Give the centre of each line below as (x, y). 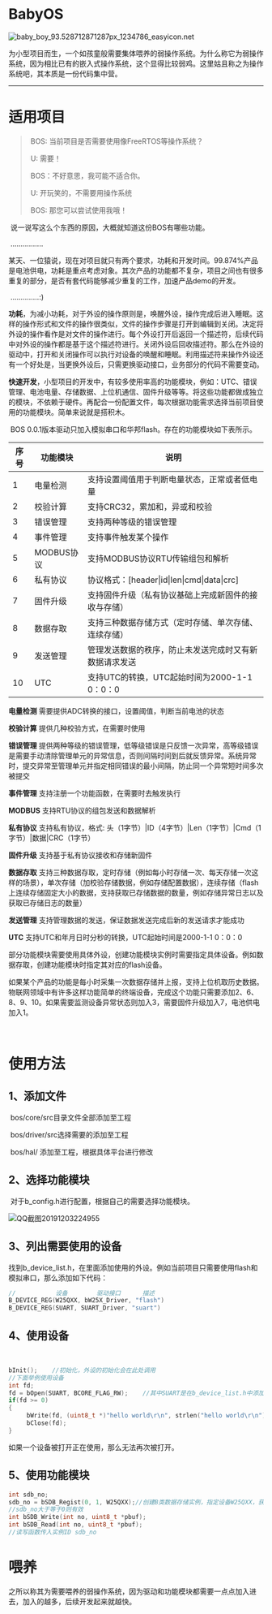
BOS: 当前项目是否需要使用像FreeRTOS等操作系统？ (117, 141)
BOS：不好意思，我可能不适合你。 (87, 175)
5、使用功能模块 (49, 1476)
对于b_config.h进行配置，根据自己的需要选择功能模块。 (102, 1201)
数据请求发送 (112, 662)
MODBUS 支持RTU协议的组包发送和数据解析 (82, 810)
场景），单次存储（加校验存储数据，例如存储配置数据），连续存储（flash (140, 883)
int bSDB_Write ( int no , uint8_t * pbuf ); (78, 1517)
